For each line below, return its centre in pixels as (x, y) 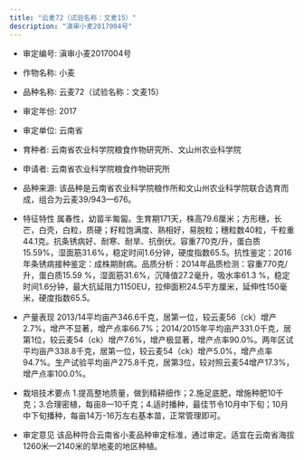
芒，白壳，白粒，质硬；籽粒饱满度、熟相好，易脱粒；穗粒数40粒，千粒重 (158, 230)
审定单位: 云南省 (52, 130)
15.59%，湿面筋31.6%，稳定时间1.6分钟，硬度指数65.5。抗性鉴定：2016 (157, 252)
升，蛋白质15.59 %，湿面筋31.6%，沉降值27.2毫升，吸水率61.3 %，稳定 (157, 275)
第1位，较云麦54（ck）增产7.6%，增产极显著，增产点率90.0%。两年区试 (158, 340)
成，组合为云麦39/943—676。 (79, 199)
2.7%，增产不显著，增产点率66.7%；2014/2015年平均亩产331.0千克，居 (157, 328)
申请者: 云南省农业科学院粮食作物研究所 (96, 168)
